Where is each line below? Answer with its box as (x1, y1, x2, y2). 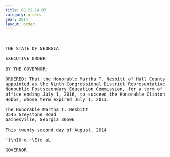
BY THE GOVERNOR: (5, 66, 48, 72)
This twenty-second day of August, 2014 (5, 127, 107, 133)
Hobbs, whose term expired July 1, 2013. (5, 97, 110, 102)
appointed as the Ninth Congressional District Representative (5, 81, 165, 87)
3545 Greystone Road (5, 112, 57, 117)
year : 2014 (5, 17, 28, 22)
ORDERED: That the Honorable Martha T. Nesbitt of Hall (5, 76, 147, 82)
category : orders (5, 12, 42, 17)
